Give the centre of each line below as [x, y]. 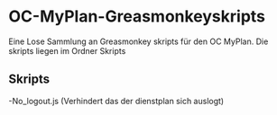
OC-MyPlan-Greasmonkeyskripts [137, 17]
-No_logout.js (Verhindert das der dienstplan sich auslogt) [116, 101]
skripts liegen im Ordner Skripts [67, 50]
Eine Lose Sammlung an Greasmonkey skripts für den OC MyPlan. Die [138, 41]
